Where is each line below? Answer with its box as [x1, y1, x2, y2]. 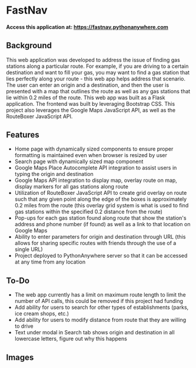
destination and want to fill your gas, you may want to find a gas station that [6, 69, 190, 76]
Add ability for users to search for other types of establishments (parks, [14, 304, 189, 311]
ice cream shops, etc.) [14, 310, 69, 317]
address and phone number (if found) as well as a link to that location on [14, 221, 191, 228]
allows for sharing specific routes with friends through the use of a [14, 240, 177, 247]
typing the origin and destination [14, 171, 94, 178]
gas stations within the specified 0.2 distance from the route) [14, 208, 163, 216]
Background [6, 41, 52, 51]
